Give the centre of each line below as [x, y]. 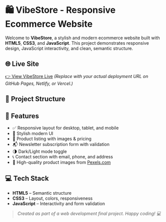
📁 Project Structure [35, 99]
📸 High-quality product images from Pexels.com [61, 162]
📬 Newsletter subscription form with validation [61, 144]
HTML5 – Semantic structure [42, 193]
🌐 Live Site [22, 64]
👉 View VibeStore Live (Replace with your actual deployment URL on [77, 76]
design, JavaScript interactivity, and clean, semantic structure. [69, 48]
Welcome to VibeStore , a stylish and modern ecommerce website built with [83, 38]
